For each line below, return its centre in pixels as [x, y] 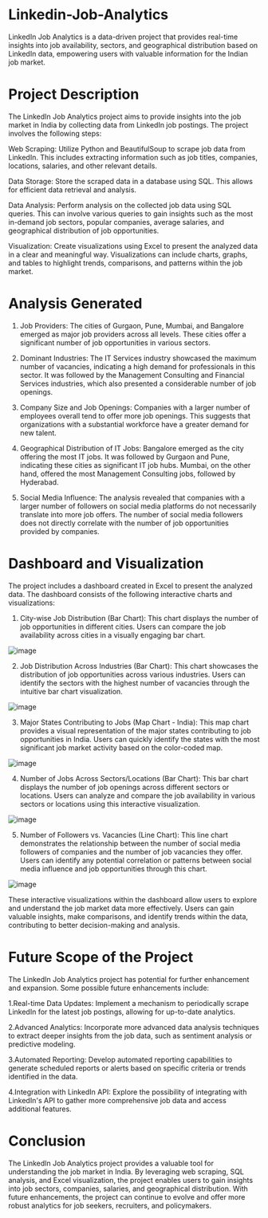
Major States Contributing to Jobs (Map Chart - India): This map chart [134, 722]
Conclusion [47, 1141]
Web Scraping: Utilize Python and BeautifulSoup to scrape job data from [127, 148]
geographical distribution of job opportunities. [84, 230]
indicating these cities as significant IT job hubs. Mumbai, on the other [135, 465]
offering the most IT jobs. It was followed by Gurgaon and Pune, [124, 457]
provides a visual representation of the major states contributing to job [135, 730]
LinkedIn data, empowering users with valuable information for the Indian [128, 53]
